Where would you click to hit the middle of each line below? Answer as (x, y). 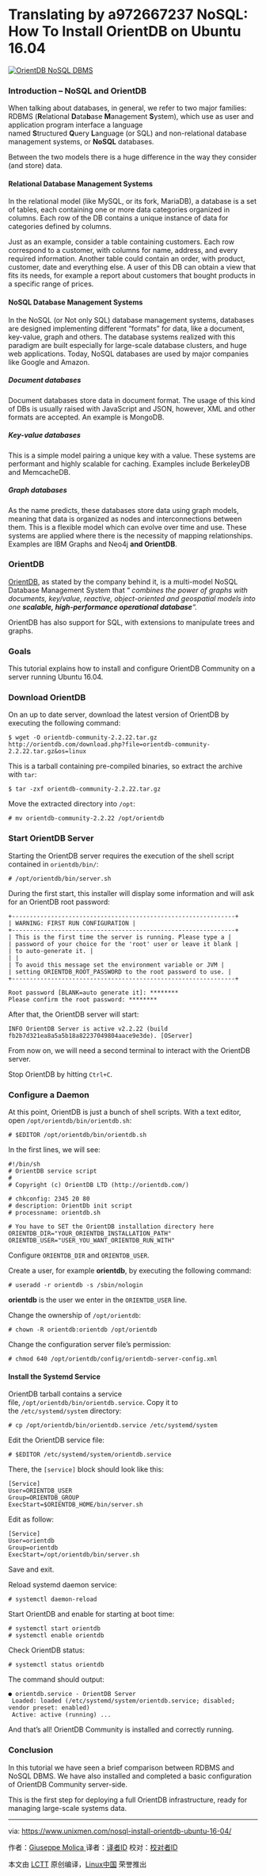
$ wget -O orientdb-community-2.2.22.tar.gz (83, 738)
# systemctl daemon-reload (53, 1599)
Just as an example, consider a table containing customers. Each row (122, 242)
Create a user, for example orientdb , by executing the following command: (130, 1271)
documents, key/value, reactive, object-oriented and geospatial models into (132, 598)
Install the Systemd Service (55, 1376)
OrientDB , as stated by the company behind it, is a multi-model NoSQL (123, 581)
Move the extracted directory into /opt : (72, 804)
